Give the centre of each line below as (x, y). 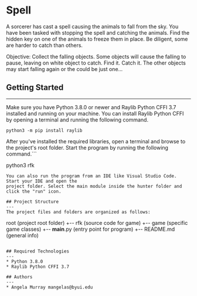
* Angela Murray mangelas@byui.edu (50, 287)
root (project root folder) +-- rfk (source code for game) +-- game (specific (97, 223)
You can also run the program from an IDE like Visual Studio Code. (91, 176)
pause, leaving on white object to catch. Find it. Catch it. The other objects (96, 63)
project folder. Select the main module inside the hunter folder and (94, 186)
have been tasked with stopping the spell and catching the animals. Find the (98, 32)
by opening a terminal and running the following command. (77, 120)
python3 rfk (20, 165)
